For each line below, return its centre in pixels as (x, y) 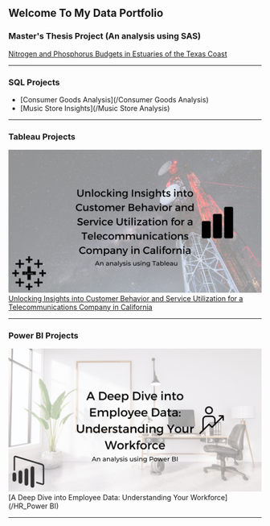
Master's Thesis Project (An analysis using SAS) (104, 36)
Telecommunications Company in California (80, 307)
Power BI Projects (43, 335)
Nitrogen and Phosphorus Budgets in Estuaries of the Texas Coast (118, 54)
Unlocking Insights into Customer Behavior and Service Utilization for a (126, 298)
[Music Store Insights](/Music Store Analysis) (95, 108)
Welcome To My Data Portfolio (86, 13)
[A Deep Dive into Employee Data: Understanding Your (98, 497)
